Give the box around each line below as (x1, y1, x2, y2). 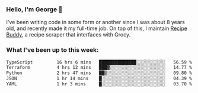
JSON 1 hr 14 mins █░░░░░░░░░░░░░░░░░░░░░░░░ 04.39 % (6, 76, 193, 82)
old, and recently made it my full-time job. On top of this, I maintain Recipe (6, 25, 188, 32)
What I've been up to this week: (6, 46, 99, 54)
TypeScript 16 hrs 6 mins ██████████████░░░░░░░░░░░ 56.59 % (6, 59, 193, 65)
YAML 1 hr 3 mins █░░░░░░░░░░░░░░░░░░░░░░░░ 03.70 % (6, 81, 193, 87)
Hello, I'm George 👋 (6, 5, 63, 14)
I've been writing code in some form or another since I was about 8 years (6, 19, 185, 26)
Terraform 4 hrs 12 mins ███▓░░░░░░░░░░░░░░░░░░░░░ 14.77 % (6, 65, 193, 71)
